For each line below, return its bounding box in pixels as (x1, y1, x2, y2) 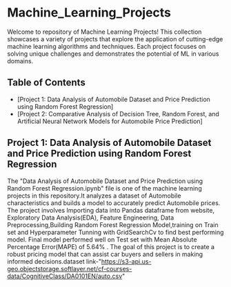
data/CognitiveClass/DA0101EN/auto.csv (7, 272, 123, 280)
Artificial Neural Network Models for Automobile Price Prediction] (17, 117, 203, 125)
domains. (7, 56, 34, 65)
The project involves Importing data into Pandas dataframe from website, (7, 206, 215, 214)
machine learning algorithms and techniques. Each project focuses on (7, 42, 206, 50)
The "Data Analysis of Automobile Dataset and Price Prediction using (7, 177, 203, 185)
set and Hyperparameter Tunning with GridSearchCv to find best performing (7, 228, 224, 236)
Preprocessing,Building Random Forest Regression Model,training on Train (7, 220, 219, 228)
